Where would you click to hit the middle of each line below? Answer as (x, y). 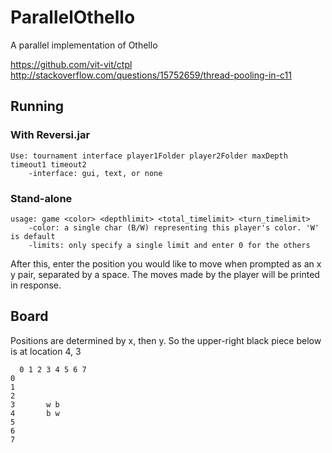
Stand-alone (41, 198)
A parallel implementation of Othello (84, 45)
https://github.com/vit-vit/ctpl (71, 64)
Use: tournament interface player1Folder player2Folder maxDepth (149, 156)
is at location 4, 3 (46, 351)
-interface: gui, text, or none (95, 173)
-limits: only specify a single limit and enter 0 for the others (169, 245)
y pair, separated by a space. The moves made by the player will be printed (165, 274)
